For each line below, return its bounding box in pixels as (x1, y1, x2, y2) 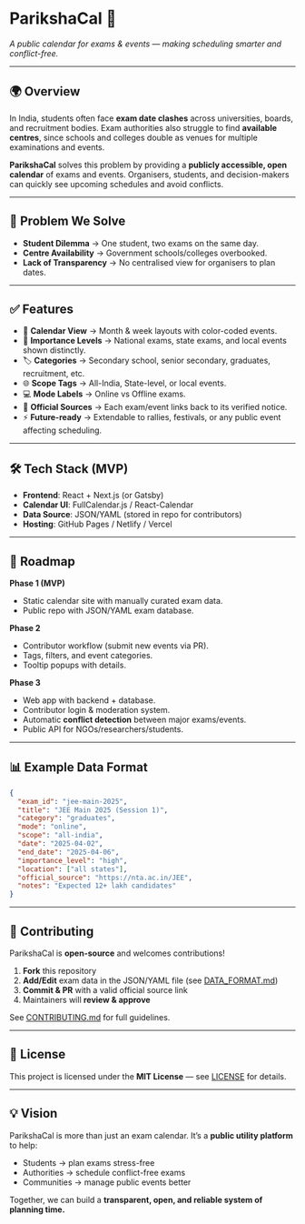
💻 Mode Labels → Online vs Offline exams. (22, 388, 186, 399)
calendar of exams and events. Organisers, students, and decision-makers (9, 168, 290, 180)
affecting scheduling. (22, 425, 103, 436)
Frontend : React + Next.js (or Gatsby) (22, 490, 164, 501)
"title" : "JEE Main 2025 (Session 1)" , (17, 805, 169, 815)
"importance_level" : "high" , (17, 856, 128, 865)
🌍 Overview (9, 84, 81, 99)
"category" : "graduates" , (17, 814, 116, 823)
